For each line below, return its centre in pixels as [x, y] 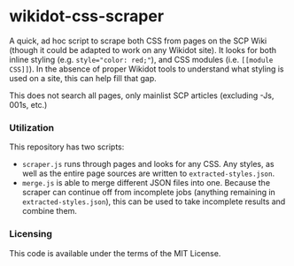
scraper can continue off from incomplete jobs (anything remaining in [149, 193]
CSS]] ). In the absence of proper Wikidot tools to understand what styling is [147, 69]
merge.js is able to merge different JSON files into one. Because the [146, 183]
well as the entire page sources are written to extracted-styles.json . [148, 173]
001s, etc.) [28, 104]
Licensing [31, 234]
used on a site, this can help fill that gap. [83, 78]
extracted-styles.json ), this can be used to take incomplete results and [154, 201]
